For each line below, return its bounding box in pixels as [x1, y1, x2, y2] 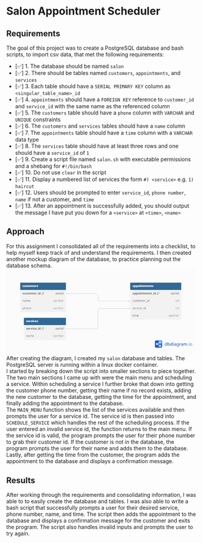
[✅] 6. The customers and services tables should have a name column [14, 122, 186, 130]
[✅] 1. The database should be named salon [14, 62, 124, 70]
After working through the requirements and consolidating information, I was [6, 491, 197, 498]
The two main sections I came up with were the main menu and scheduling [6, 374, 192, 381]
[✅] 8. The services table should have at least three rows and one [14, 142, 179, 150]
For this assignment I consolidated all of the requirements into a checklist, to [6, 242, 196, 249]
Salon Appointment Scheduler [6, 4, 161, 18]
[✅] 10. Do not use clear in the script [14, 169, 107, 176]
